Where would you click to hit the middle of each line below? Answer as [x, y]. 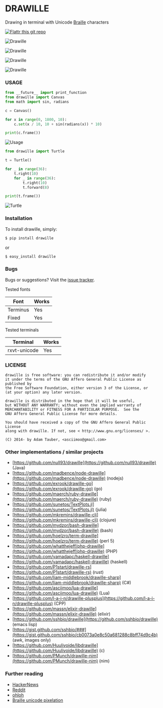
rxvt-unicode [23, 350]
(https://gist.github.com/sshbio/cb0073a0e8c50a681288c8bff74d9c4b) [85, 635]
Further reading [24, 674]
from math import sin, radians [37, 102]
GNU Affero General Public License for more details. [61, 414]
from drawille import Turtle [35, 151]
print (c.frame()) [23, 133]
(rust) [98, 572]
